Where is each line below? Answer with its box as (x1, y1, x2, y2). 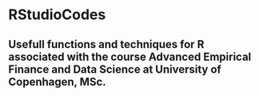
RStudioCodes (8, 6, 106, 24)
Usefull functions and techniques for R (8, 38, 205, 51)
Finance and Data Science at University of (8, 62, 221, 76)
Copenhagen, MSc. (8, 74, 106, 89)
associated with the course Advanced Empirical (8, 50, 252, 63)
